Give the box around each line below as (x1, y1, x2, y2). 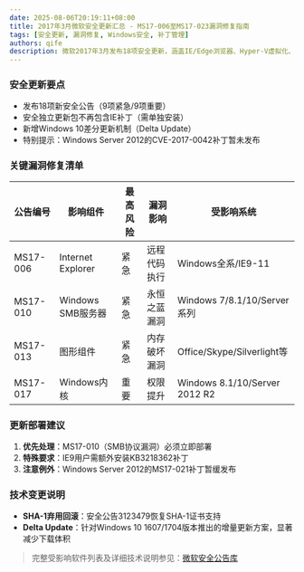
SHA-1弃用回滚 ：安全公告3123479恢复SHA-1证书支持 (22, 510, 222, 521)
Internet (59, 251, 93, 263)
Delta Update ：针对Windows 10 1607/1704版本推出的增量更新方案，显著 (22, 522, 293, 533)
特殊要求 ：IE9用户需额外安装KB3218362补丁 (22, 453, 189, 463)
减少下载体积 (22, 533, 71, 544)
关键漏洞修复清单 (9, 159, 84, 172)
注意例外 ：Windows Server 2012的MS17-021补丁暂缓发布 (22, 463, 237, 475)
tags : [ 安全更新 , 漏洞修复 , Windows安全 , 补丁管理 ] (9, 30, 189, 39)
